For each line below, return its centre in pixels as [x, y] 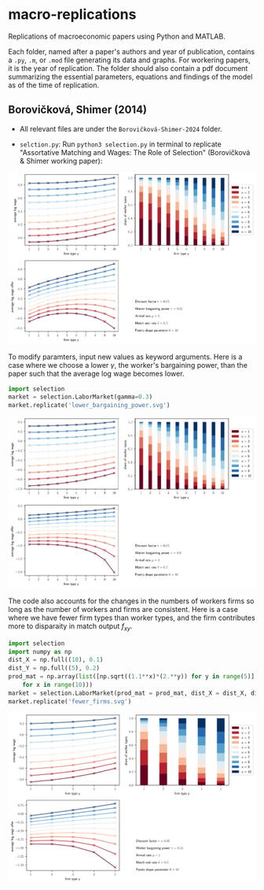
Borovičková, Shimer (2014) [78, 110]
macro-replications [72, 15]
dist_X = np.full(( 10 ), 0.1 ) [56, 660]
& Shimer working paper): [61, 161]
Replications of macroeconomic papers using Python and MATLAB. [117, 36]
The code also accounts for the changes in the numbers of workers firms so [131, 601]
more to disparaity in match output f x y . [70, 627]
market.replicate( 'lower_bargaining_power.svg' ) [89, 406]
